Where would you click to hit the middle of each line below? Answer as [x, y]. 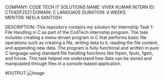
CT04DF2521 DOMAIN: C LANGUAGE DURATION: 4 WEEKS [66, 12]
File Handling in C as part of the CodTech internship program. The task [77, 32]
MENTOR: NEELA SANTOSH [34, 17]
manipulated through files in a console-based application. [63, 64]
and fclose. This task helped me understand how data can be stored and [79, 58]
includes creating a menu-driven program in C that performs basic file [76, 37]
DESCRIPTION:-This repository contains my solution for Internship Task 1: [79, 27]
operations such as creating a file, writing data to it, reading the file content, [82, 43]
